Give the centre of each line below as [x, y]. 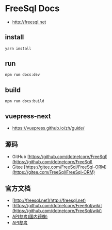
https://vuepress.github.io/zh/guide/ [48, 128]
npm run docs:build [25, 101]
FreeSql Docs [32, 9]
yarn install [18, 48]
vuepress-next [28, 116]
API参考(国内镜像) [30, 216]
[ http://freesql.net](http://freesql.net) [49, 200]
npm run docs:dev [23, 75]
